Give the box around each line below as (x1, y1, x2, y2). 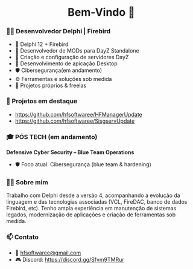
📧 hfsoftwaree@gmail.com (14, 249, 81, 256)
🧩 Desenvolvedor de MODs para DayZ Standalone (14, 47, 140, 54)
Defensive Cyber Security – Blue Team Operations (6, 149, 134, 156)
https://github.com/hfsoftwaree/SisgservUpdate (14, 117, 135, 125)
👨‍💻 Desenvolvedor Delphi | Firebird (6, 27, 111, 36)
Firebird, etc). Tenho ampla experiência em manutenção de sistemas (6, 205, 177, 212)
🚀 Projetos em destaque (6, 97, 78, 105)
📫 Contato (6, 233, 39, 241)
